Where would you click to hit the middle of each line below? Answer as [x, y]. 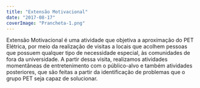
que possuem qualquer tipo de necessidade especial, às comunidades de [98, 53]
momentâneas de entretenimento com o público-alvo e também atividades [99, 66]
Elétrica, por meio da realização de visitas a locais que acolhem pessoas [97, 46]
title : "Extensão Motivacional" [47, 12]
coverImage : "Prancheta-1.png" [46, 23]
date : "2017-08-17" [31, 17]
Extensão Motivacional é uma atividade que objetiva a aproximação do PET [100, 40]
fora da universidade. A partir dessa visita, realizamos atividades [87, 59]
